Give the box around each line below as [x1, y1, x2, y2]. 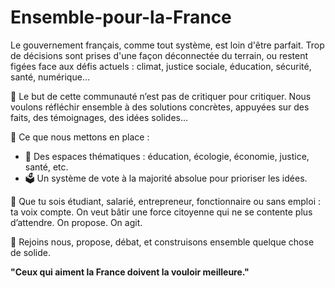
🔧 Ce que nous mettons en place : [10, 131, 150, 143]
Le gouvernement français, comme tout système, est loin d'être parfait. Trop [10, 39, 325, 51]
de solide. [10, 246, 52, 258]
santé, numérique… [10, 71, 90, 83]
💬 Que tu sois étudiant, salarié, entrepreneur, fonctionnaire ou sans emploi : [10, 195, 322, 207]
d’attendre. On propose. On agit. [10, 216, 143, 228]
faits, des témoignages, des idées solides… [10, 111, 189, 123]
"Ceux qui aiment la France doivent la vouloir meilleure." [10, 266, 250, 278]
